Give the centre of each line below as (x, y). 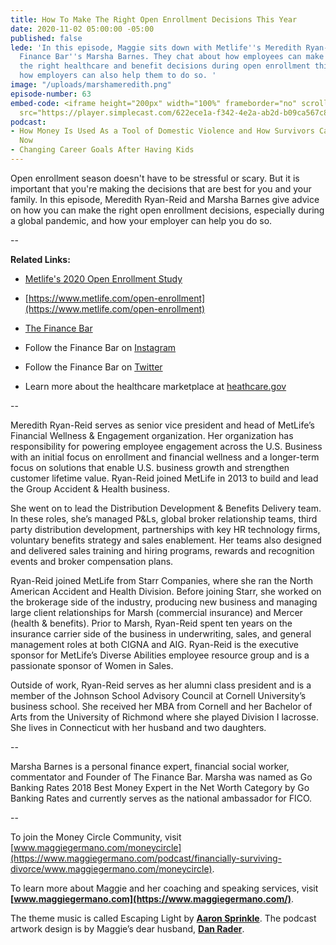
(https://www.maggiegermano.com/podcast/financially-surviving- (146, 858)
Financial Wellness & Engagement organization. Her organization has (152, 435)
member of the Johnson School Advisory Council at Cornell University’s (158, 695)
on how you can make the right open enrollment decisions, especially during (167, 210)
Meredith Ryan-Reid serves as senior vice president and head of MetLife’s (162, 425)
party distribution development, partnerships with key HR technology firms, (165, 529)
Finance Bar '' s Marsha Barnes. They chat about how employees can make (172, 57)
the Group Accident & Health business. (90, 488)
